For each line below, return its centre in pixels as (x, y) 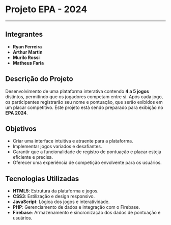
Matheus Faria (28, 63)
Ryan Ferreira (27, 46)
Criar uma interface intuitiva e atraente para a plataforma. (73, 141)
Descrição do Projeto (39, 79)
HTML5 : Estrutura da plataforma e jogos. (55, 191)
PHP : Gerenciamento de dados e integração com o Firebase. (76, 207)
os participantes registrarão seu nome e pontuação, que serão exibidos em (84, 102)
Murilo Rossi (26, 58)
